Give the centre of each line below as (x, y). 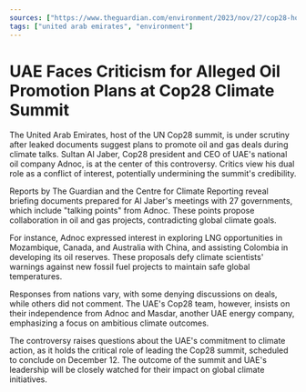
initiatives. (29, 379)
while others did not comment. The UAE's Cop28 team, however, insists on (150, 304)
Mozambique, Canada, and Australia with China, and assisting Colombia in (149, 247)
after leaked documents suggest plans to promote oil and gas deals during (149, 145)
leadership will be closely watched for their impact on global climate (137, 370)
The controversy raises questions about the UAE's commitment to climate (148, 341)
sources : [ (30, 18)
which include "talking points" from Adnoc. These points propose (132, 211)
